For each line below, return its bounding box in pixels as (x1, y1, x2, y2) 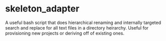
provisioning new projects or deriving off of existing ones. (5, 30, 124, 36)
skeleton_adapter (5, 3, 80, 14)
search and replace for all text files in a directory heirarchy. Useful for (5, 24, 149, 30)
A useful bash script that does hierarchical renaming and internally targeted (5, 19, 161, 25)
